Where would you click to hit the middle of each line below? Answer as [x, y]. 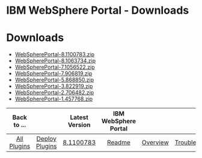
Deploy [47, 139]
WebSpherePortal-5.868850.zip [54, 80]
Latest [79, 117]
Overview [155, 142]
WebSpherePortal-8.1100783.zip [55, 54]
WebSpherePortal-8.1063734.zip [55, 61]
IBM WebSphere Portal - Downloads [98, 10]
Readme [119, 142]
